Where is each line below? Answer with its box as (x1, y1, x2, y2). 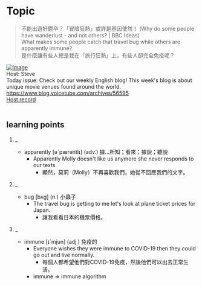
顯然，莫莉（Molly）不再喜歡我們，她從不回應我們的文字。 (42, 168, 189, 176)
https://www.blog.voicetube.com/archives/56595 (6, 89, 129, 97)
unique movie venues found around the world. (6, 83, 122, 90)
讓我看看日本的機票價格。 (42, 213, 106, 221)
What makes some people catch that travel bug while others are (21, 38, 181, 45)
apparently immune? (21, 44, 73, 52)
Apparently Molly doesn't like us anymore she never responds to (33, 155, 194, 162)
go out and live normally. (33, 251, 95, 258)
